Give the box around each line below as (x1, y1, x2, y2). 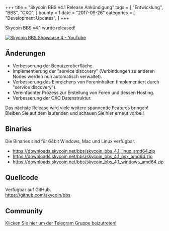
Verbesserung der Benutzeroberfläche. (12, 63, 94, 69)
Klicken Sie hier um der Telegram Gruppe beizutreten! (5, 220, 117, 226)
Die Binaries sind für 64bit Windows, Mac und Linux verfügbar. (5, 138, 136, 144)
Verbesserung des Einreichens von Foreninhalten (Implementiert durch (12, 78, 159, 85)
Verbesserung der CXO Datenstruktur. (12, 95, 92, 101)
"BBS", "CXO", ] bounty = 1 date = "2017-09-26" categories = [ (5, 10, 135, 16)
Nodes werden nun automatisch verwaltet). (12, 73, 102, 79)
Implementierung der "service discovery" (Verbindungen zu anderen (12, 68, 155, 74)
